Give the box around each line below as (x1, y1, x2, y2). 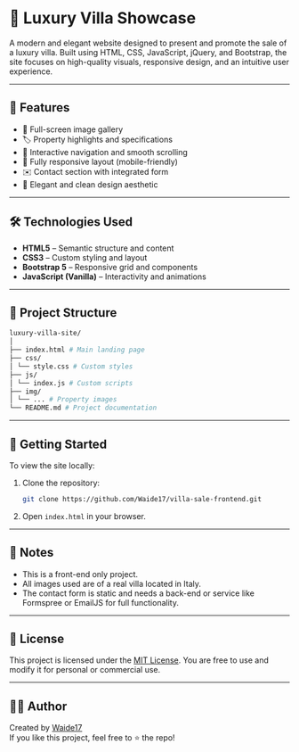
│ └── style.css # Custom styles (9, 361, 133, 371)
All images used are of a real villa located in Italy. (21, 578, 202, 589)
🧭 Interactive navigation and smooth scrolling (21, 146, 189, 157)
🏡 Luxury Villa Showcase (9, 8, 197, 29)
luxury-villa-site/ (9, 329, 82, 338)
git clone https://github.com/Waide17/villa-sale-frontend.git (21, 494, 263, 503)
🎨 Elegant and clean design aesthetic (21, 178, 158, 190)
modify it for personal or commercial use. (9, 665, 161, 675)
